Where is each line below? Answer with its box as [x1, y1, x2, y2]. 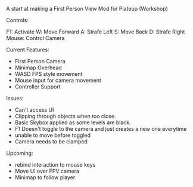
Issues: [6, 95, 24, 102]
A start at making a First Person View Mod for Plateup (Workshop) [6, 5, 169, 12]
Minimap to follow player [14, 174, 76, 181]
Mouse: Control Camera [6, 35, 65, 41]
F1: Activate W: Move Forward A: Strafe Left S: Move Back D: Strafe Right [6, 28, 185, 35]
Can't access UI [14, 106, 54, 113]
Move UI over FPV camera [14, 167, 79, 174]
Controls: [6, 17, 29, 23]
